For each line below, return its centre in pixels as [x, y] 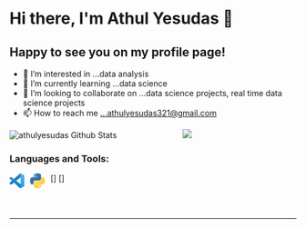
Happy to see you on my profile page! [117, 52]
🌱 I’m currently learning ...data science [95, 84]
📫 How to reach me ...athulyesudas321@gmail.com [119, 113]
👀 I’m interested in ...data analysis [86, 74]
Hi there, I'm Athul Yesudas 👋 [122, 19]
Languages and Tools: [59, 158]
